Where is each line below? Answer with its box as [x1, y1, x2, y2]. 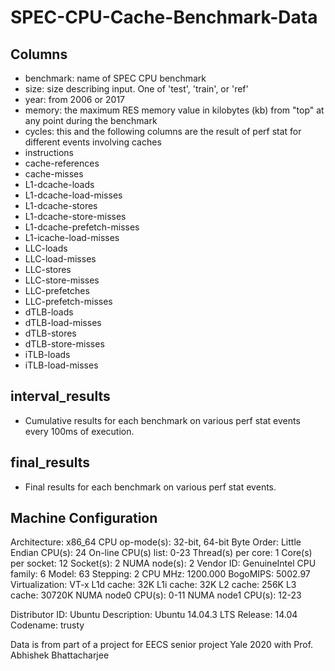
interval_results [10, 388, 111, 405]
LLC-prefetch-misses [24, 296, 113, 307]
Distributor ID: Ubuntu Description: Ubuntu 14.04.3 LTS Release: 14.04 [10, 609, 298, 621]
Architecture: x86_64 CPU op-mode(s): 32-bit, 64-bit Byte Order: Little [10, 536, 302, 548]
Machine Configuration [10, 510, 158, 527]
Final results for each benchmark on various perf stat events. [24, 481, 277, 493]
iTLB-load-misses [24, 359, 99, 371]
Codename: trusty [10, 619, 85, 631]
